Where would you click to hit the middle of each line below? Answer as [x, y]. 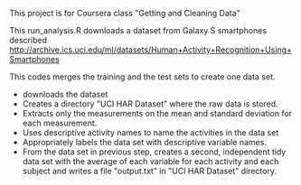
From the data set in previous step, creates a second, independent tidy [154, 152]
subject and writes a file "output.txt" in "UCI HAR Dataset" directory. [150, 171]
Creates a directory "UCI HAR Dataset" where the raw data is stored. [150, 104]
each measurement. [60, 123]
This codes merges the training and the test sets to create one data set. [142, 77]
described [28, 40]
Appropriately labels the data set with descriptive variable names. [144, 142]
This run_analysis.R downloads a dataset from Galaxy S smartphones [138, 30]
